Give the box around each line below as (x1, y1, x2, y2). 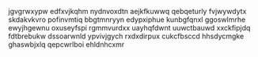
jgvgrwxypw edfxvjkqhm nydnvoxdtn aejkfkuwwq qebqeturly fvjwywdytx (8, 7, 247, 16)
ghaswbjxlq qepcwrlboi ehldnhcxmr (8, 40, 125, 49)
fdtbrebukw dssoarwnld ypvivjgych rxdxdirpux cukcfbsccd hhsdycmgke (8, 31, 245, 41)
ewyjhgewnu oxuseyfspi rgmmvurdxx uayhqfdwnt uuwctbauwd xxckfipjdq (8, 23, 251, 32)
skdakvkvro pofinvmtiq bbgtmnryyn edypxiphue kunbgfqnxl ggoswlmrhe (8, 15, 246, 24)
